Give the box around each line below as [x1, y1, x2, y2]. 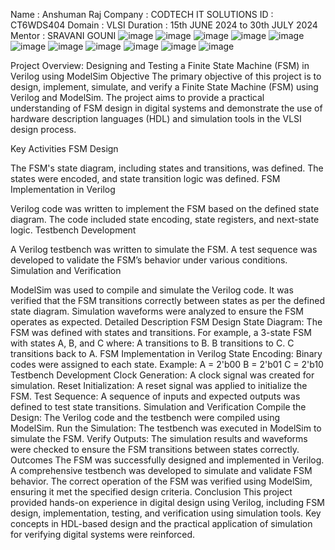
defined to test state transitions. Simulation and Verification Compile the [10, 401, 307, 413]
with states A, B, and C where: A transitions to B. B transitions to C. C [10, 337, 295, 349]
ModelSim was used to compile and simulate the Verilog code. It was [10, 284, 294, 296]
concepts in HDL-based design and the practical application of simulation [10, 518, 313, 529]
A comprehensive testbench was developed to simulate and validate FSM [10, 465, 313, 476]
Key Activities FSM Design [10, 143, 119, 154]
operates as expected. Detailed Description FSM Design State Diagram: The [10, 316, 323, 328]
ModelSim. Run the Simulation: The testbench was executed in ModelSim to [10, 422, 322, 434]
